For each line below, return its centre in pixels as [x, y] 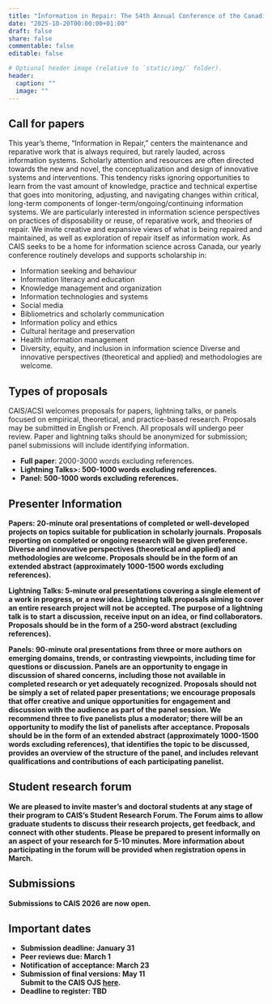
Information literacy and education [77, 280]
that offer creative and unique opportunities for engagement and [119, 701]
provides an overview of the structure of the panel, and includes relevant [134, 753]
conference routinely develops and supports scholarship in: [108, 255]
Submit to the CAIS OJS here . [70, 983]
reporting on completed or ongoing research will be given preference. [128, 540]
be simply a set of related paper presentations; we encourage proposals [132, 692]
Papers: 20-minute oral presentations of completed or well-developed [129, 523]
